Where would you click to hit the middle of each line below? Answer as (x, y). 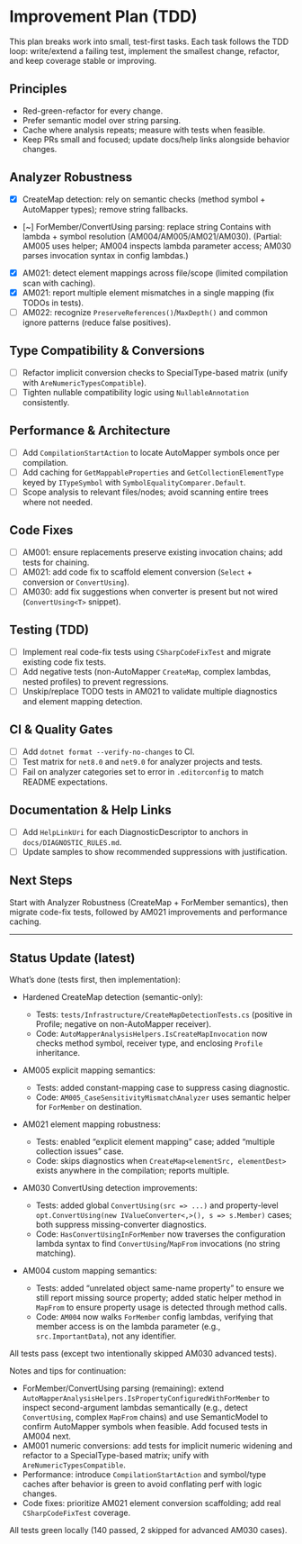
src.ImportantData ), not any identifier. (106, 1336)
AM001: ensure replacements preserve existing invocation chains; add (152, 552)
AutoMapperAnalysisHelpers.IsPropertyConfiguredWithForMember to (146, 1398)
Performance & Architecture (90, 431)
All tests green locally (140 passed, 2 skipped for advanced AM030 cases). (148, 1530)
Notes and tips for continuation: (68, 1371)
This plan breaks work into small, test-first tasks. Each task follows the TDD (149, 41)
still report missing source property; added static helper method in (158, 1298)
